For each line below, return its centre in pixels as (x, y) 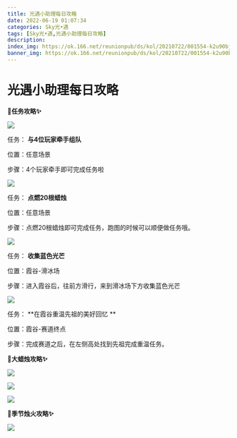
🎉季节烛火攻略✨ (31, 413)
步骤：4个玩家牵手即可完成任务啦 (56, 169)
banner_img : (25, 54)
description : (26, 40)
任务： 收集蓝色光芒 (36, 255)
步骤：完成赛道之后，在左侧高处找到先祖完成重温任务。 (87, 343)
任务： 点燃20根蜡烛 (37, 197)
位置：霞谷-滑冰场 (34, 270)
